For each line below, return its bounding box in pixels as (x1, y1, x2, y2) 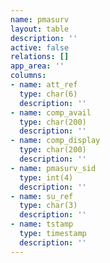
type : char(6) (19, 89, 78, 99)
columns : (10, 71, 47, 81)
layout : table (10, 24, 70, 34)
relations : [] (10, 52, 70, 62)
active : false (10, 42, 70, 53)
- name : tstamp (10, 219, 74, 230)
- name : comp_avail (10, 107, 92, 118)
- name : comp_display (10, 136, 101, 146)
